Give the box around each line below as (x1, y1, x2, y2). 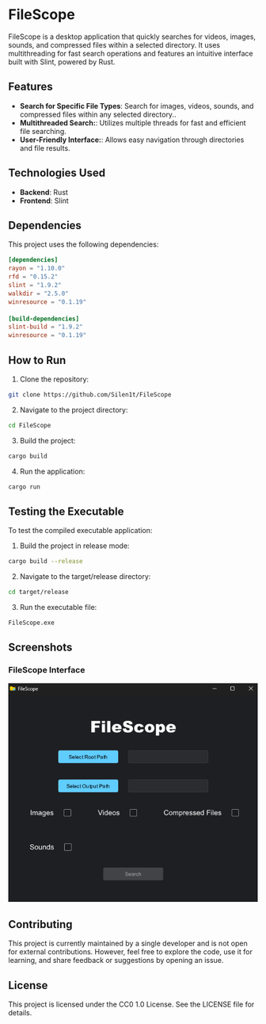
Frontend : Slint (19, 196, 69, 205)
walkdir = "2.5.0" (8, 290, 69, 297)
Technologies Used (8, 167, 105, 180)
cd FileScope (8, 421, 51, 429)
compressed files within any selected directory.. (19, 109, 177, 119)
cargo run (8, 482, 41, 491)
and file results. (19, 143, 70, 152)
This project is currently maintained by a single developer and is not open (8, 938, 248, 949)
